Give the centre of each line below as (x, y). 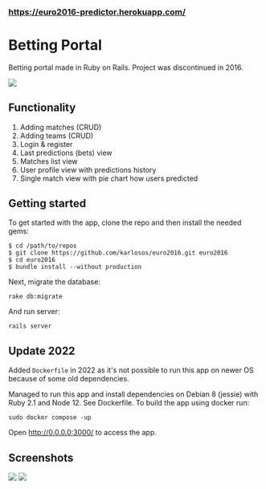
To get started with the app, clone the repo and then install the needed (125, 222)
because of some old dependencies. (69, 379)
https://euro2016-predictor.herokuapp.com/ (97, 12)
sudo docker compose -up (50, 418)
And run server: (34, 312)
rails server (30, 326)
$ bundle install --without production (75, 267)
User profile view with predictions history (88, 169)
